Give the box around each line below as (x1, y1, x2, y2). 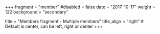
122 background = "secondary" (5, 9, 69, 15)
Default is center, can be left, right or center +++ (5, 23, 103, 29)
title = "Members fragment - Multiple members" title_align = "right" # (5, 19, 144, 24)
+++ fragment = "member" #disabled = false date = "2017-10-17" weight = (5, 4, 156, 10)
